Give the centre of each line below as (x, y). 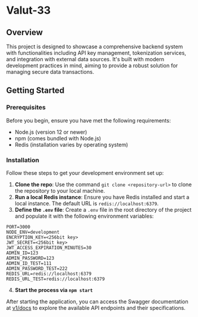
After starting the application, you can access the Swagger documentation (97, 302)
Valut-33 (29, 10)
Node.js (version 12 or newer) (51, 132)
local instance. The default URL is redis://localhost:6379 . (87, 203)
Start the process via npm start (54, 290)
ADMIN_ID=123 (22, 253)
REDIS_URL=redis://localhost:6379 (49, 274)
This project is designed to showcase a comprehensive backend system (95, 46)
